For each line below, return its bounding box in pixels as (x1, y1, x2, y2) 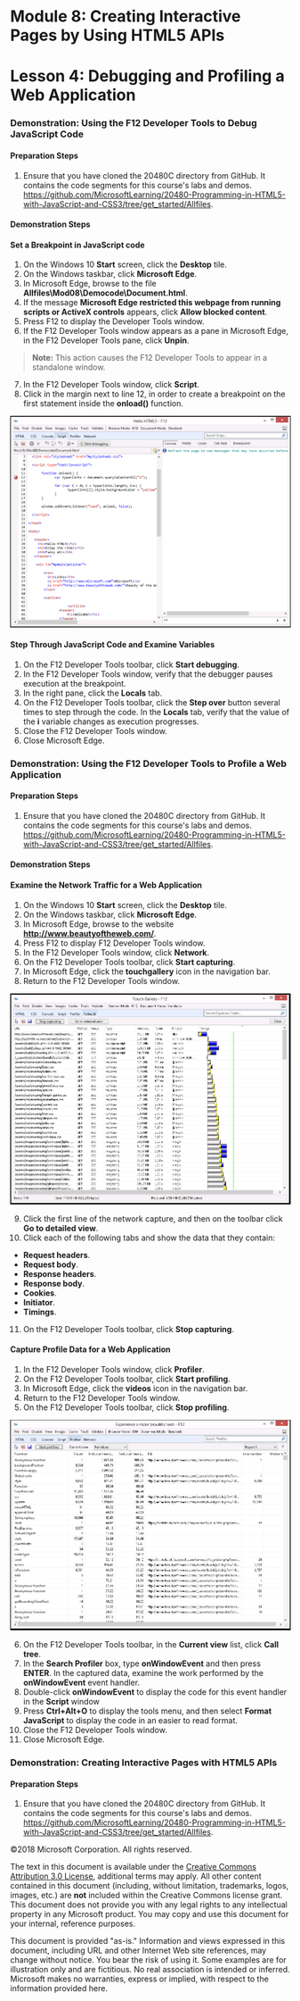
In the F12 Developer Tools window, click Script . (22, 379, 199, 390)
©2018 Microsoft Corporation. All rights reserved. (10, 1844, 192, 1855)
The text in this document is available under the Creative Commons (10, 1862, 257, 1872)
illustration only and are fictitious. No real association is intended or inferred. (10, 1964, 290, 1975)
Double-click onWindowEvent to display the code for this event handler (22, 1687, 288, 1697)
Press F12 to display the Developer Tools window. (22, 316, 205, 327)
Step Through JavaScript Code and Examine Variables (10, 639, 215, 650)
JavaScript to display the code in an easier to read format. (22, 1715, 239, 1726)
